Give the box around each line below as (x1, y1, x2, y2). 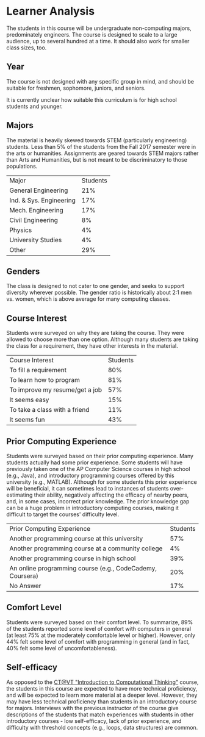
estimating (6, 491, 33, 498)
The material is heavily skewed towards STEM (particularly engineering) (6, 136, 187, 144)
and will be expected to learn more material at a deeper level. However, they (6, 691, 198, 699)
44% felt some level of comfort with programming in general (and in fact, (6, 638, 190, 645)
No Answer (9, 581, 41, 590)
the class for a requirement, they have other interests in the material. (6, 342, 178, 350)
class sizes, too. (6, 44, 47, 51)
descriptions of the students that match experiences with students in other (6, 711, 194, 718)
